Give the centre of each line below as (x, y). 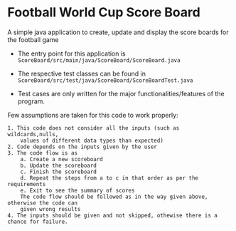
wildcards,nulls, (33, 134)
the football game (33, 39)
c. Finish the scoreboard (59, 172)
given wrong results (50, 209)
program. (31, 101)
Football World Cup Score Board (104, 12)
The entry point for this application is (71, 53)
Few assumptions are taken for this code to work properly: (93, 115)
